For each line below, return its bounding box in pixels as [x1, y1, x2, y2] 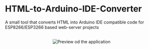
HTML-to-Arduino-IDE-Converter [5, 3, 142, 14]
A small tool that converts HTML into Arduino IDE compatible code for [5, 19, 145, 25]
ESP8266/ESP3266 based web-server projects [5, 24, 99, 30]
